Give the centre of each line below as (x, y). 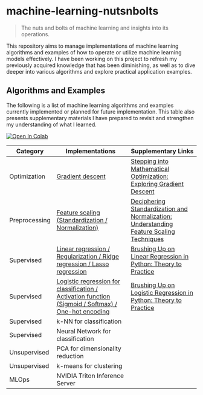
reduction (70, 356)
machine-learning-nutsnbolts (82, 11)
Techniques (147, 239)
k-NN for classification (89, 321)
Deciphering (148, 201)
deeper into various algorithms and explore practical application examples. (99, 71)
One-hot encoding (83, 311)
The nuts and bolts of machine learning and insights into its (95, 28)
